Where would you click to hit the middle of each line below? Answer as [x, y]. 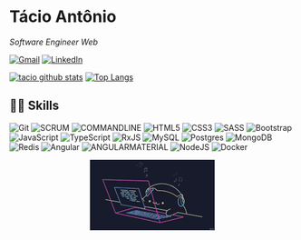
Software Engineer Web [53, 42]
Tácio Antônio [63, 17]
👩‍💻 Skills [34, 106]
